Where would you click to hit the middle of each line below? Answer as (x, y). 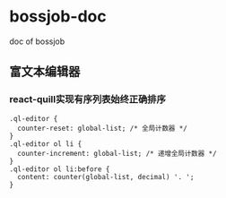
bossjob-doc (58, 17)
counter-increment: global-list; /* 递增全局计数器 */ (117, 153)
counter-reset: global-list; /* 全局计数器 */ (103, 128)
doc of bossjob (37, 41)
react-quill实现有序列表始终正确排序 (87, 99)
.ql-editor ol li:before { (60, 169)
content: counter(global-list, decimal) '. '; (106, 176)
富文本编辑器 (45, 72)
